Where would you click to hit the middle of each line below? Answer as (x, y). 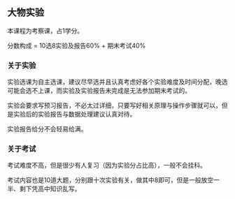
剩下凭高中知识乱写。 (50, 189)
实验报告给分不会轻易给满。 (47, 129)
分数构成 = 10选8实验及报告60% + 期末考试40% (77, 45)
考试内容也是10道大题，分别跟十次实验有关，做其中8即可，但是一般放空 (111, 180)
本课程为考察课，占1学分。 (45, 31)
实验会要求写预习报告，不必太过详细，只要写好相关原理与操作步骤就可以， (114, 105)
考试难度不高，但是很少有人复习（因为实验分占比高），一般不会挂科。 (107, 165)
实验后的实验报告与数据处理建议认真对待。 (74, 115)
